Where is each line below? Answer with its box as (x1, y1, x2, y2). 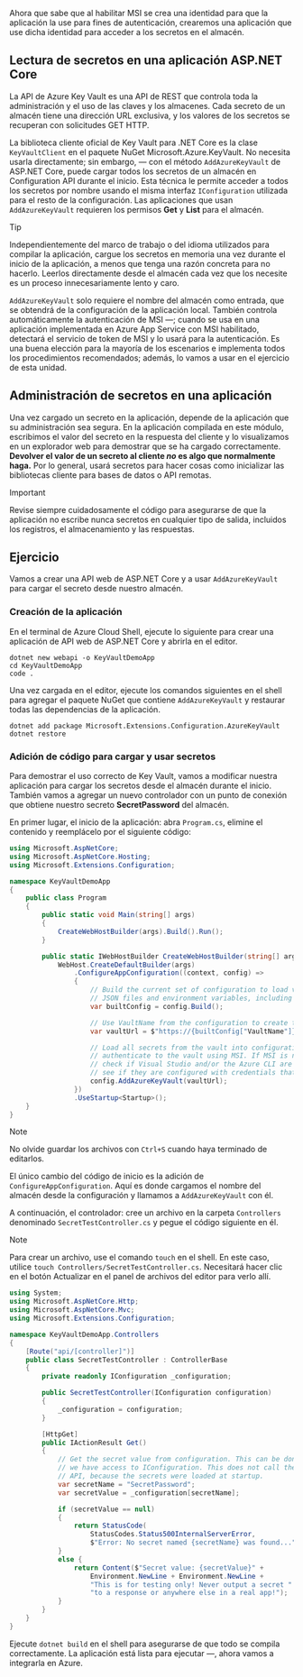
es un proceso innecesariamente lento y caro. (9, 277, 180, 288)
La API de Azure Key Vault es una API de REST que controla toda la (9, 90, 259, 102)
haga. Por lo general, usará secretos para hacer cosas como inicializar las (9, 460, 285, 471)
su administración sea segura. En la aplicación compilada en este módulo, (9, 421, 284, 432)
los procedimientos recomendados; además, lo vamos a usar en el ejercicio (9, 352, 290, 363)
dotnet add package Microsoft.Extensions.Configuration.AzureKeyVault (9, 721, 280, 730)
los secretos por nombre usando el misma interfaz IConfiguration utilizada (9, 185, 289, 196)
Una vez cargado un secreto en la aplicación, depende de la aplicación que (9, 412, 289, 423)
